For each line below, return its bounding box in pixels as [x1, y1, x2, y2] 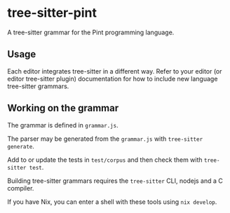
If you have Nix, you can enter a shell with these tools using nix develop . [7, 198, 217, 206]
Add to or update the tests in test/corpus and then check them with [7, 156, 203, 164]
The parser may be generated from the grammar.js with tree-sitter [7, 135, 203, 143]
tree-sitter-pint [7, 5, 97, 21]
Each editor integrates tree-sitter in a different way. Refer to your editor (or [7, 67, 222, 75]
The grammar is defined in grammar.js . [7, 121, 119, 129]
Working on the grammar [7, 102, 119, 114]
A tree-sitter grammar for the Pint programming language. [7, 28, 175, 36]
